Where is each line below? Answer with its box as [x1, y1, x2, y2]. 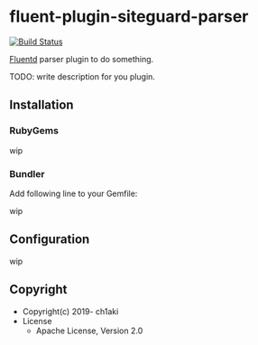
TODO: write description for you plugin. [9, 70, 156, 82]
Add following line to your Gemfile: [9, 188, 138, 199]
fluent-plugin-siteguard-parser [9, 6, 249, 27]
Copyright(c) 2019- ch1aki [22, 305, 119, 317]
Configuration [9, 232, 90, 247]
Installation [9, 98, 74, 113]
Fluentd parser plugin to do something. [9, 53, 154, 64]
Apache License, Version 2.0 [35, 325, 143, 336]
